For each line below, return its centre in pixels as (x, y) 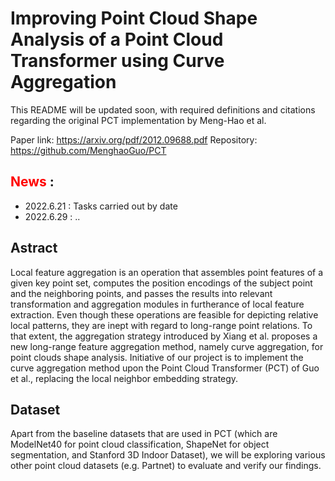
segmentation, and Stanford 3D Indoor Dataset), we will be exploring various (168, 455)
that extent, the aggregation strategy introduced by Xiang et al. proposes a (164, 336)
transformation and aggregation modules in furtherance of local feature (157, 304)
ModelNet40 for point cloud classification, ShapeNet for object (140, 444)
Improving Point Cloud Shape (134, 18)
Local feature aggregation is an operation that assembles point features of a (167, 272)
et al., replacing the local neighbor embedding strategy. (124, 378)
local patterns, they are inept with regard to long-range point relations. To (161, 325)
